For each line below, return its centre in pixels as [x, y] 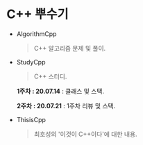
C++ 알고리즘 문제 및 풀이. [70, 48]
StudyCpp [31, 62]
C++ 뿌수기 [37, 14]
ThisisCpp [31, 119]
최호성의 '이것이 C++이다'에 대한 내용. [85, 134]
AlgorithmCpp [36, 34]
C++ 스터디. [50, 76]
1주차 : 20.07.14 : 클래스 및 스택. [60, 91]
